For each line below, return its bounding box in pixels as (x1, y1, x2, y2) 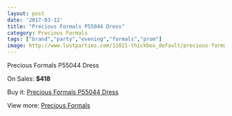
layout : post (7, 10, 45, 17)
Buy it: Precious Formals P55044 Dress (7, 88, 119, 96)
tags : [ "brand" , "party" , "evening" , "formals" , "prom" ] (7, 36, 162, 43)
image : (7, 42, 26, 49)
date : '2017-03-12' (7, 17, 64, 23)
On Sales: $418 (7, 75, 50, 83)
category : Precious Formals (7, 29, 88, 37)
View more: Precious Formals (7, 101, 91, 109)
